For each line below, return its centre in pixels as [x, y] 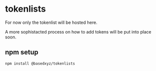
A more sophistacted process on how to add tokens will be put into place [78, 32]
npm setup [22, 52]
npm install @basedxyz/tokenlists [40, 63]
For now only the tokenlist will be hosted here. [51, 22]
